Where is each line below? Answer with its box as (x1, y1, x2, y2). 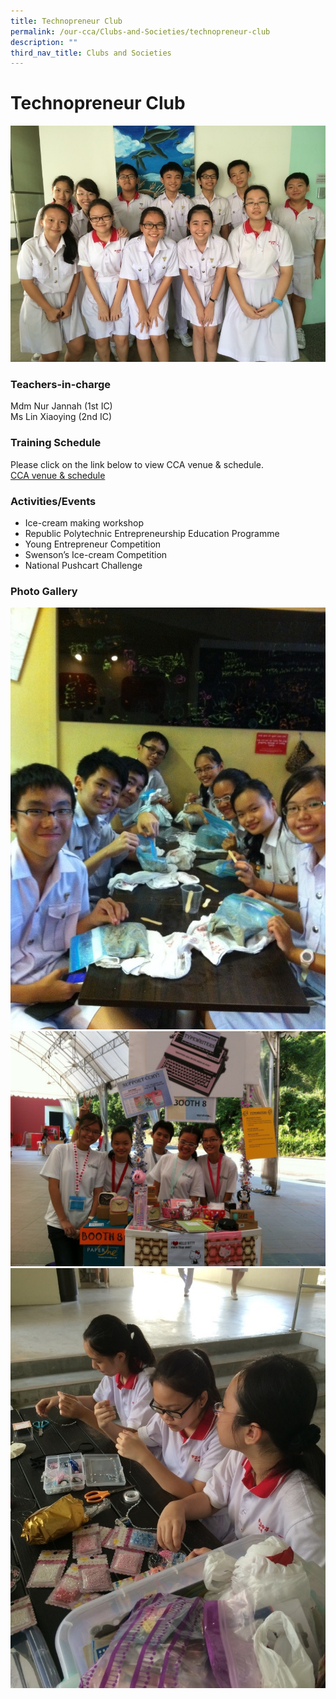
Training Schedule (10, 436, 102, 450)
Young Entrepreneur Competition (24, 538, 162, 550)
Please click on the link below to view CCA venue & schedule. (10, 458, 265, 470)
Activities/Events (10, 494, 97, 508)
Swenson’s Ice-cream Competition (24, 549, 168, 561)
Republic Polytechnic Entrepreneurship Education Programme (24, 528, 280, 540)
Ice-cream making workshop (24, 517, 144, 529)
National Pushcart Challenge (24, 560, 143, 572)
